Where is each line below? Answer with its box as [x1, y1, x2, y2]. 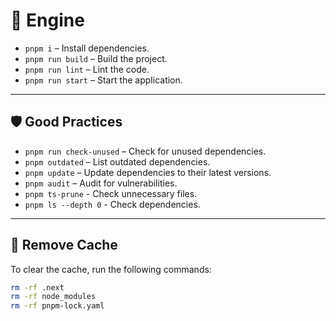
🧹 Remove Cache [10, 237, 118, 254]
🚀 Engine [10, 9, 85, 32]
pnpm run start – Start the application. [24, 74, 183, 86]
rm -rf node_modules [10, 292, 97, 302]
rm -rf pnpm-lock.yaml [10, 301, 105, 311]
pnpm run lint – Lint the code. [24, 63, 150, 75]
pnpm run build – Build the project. [24, 52, 168, 64]
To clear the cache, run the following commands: [10, 263, 212, 275]
